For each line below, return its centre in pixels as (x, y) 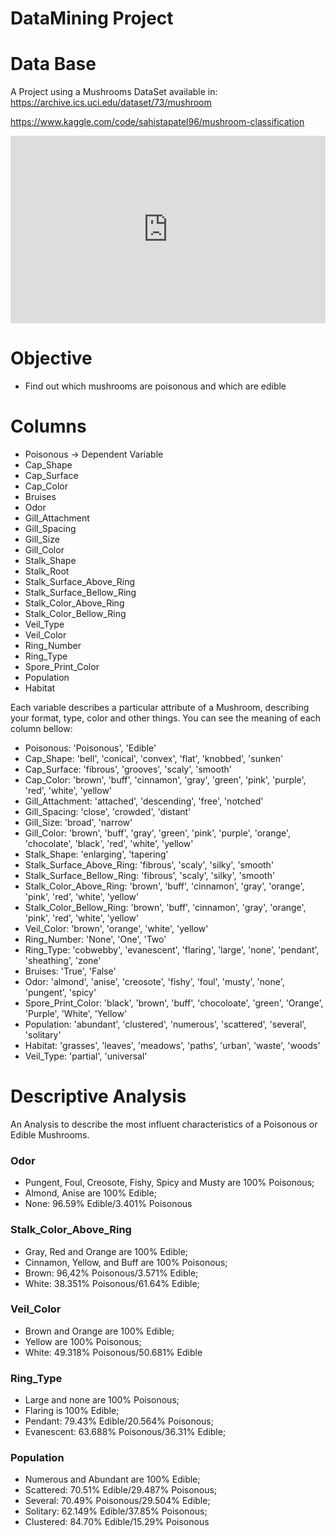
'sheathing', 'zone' (63, 960)
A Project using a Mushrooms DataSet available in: (114, 92)
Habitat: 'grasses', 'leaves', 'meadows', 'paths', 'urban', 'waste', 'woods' (172, 1045)
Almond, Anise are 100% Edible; (90, 1193)
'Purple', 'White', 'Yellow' (76, 1013)
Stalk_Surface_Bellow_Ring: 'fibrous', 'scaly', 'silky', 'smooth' (150, 875)
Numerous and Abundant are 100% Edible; (112, 1479)
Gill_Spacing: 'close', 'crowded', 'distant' (108, 811)
